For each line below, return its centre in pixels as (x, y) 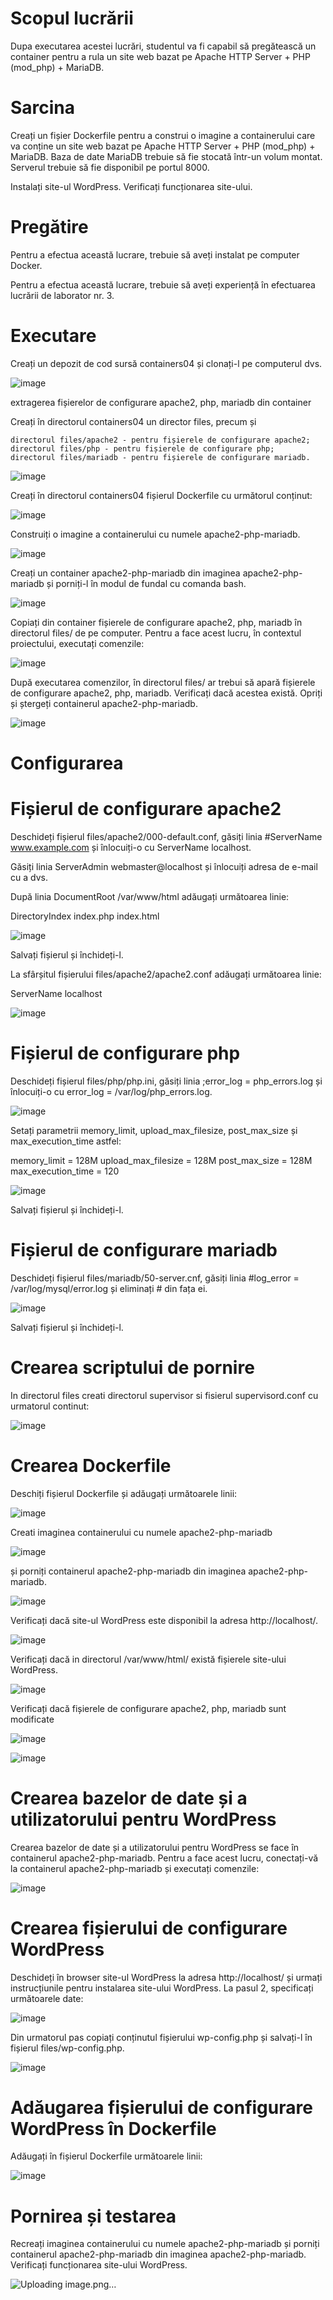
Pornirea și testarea (93, 2216)
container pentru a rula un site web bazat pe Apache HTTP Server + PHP (160, 56)
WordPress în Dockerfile (113, 2128)
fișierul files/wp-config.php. (67, 2048)
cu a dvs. (29, 877)
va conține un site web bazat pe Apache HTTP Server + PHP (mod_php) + (163, 146)
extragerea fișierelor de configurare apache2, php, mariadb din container (161, 402)
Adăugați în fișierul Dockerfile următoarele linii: (106, 2156)
